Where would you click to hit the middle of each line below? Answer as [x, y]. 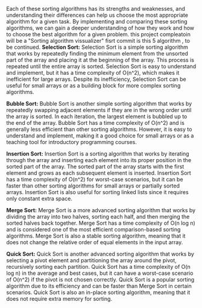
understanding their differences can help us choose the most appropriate [97, 15]
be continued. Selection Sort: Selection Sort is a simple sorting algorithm [97, 47]
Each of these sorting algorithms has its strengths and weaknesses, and [96, 9]
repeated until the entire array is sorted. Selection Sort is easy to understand [101, 66]
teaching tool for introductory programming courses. [72, 142]
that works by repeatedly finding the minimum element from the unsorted [97, 53]
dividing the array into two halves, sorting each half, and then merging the [98, 217]
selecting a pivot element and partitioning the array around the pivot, [91, 260]
